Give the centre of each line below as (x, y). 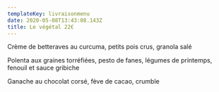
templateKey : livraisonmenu (49, 14)
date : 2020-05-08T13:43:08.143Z (55, 20)
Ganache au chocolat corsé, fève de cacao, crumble (84, 81)
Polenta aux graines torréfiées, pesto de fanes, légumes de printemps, (110, 60)
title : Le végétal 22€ (41, 27)
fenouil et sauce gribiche (43, 68)
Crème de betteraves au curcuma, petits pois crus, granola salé (100, 47)
